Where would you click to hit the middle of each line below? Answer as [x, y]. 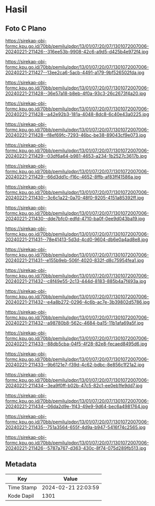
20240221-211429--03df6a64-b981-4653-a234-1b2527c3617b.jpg [76, 156]
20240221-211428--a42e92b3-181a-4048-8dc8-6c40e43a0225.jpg [77, 114]
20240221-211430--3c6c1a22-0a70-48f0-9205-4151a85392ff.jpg [75, 198]
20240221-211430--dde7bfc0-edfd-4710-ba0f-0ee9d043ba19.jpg [75, 219]
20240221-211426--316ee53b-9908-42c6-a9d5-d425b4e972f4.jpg [77, 52]
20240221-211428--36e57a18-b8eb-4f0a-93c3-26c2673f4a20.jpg [76, 93]
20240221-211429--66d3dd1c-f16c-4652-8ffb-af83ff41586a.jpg [73, 177]
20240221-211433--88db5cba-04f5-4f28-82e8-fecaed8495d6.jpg [76, 344]
